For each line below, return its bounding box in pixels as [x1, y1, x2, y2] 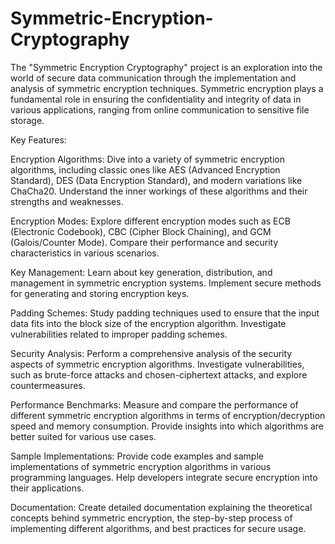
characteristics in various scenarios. [10, 247, 160, 259]
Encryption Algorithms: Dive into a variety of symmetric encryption [10, 153, 285, 165]
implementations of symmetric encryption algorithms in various [10, 460, 272, 472]
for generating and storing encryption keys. [10, 287, 190, 299]
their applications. [10, 482, 85, 494]
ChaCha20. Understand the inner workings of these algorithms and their [10, 185, 308, 197]
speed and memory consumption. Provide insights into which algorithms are [10, 420, 325, 432]
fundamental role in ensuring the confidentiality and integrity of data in [10, 93, 302, 105]
